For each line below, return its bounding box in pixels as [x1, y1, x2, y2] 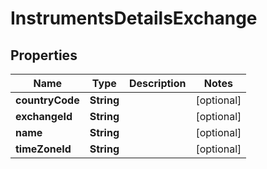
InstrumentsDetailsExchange [10, 7, 258, 30]
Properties [10, 47, 78, 64]
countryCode [15, 93, 80, 107]
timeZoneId [15, 142, 72, 156]
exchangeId [15, 110, 73, 123]
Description [129, 77, 187, 90]
